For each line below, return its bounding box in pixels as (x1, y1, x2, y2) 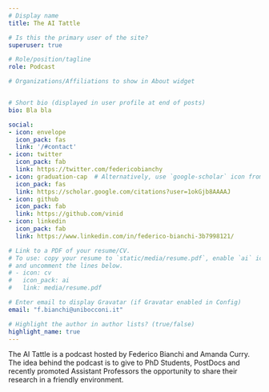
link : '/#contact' (15, 143, 78, 151)
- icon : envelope (8, 128, 66, 136)
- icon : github (8, 195, 59, 203)
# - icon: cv (8, 269, 52, 277)
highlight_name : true (8, 327, 81, 336)
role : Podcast (8, 63, 56, 71)
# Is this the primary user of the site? (8, 34, 149, 42)
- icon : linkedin (8, 218, 66, 226)
